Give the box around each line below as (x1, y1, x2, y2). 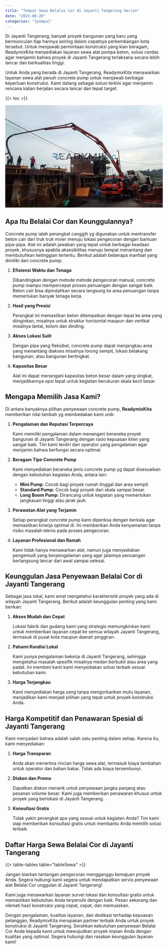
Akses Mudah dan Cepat (12, 613, 65, 620)
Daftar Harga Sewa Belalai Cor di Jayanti (5, 840, 133, 849)
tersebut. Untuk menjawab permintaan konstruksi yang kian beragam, (5, 44, 149, 50)
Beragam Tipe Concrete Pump (12, 456, 76, 462)
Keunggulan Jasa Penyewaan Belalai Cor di (5, 572, 142, 581)
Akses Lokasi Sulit (12, 333, 52, 339)
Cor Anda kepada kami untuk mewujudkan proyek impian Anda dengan (5, 928, 151, 934)
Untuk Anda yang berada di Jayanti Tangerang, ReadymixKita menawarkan (5, 69, 160, 75)
